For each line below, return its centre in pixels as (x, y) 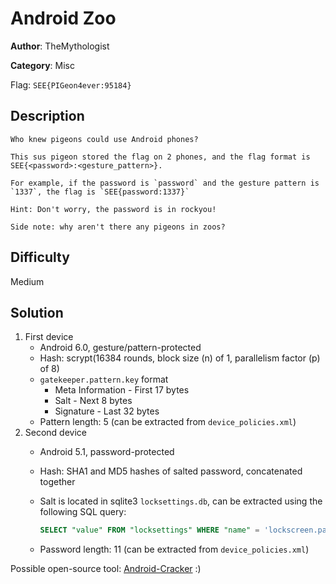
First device (49, 337)
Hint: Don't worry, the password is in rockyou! (113, 209)
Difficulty (40, 257)
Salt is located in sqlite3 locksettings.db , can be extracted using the (181, 501)
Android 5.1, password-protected (107, 452)
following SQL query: (83, 512)
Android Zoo (63, 18)
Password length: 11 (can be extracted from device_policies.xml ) (174, 549)
